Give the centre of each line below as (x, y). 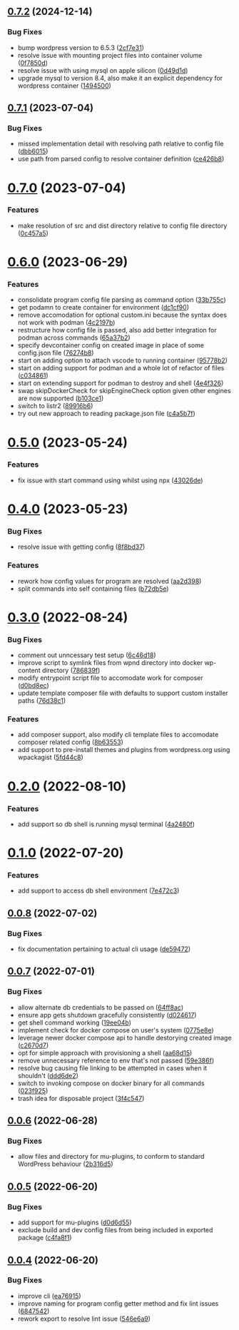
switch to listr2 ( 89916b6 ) (55, 406)
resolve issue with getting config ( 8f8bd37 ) (81, 547)
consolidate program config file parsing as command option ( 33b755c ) (122, 300)
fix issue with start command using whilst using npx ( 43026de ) (110, 480)
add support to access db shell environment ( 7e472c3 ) (98, 890)
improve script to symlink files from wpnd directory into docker (110, 663)
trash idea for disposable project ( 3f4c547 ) (81, 1098)
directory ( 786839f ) (71, 671)
